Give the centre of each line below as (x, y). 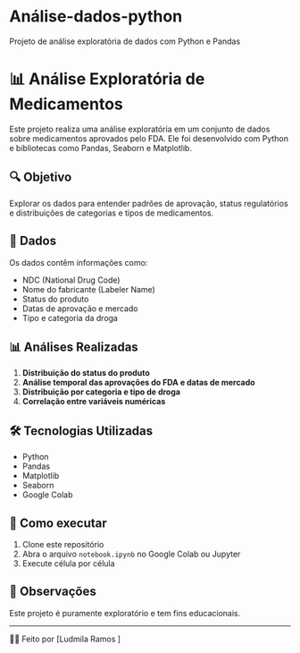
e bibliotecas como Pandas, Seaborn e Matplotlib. (100, 148)
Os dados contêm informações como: (79, 262)
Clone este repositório (63, 544)
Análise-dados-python (96, 17)
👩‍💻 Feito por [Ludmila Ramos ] (65, 639)
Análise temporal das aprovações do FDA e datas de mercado (139, 383)
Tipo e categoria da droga (70, 318)
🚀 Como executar (58, 523)
